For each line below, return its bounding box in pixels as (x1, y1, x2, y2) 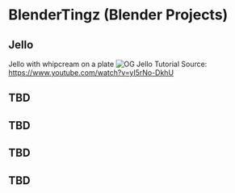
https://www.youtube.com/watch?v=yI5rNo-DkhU (8, 68, 174, 78)
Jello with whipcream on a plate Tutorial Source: (8, 59, 208, 69)
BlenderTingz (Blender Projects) (8, 6, 229, 24)
